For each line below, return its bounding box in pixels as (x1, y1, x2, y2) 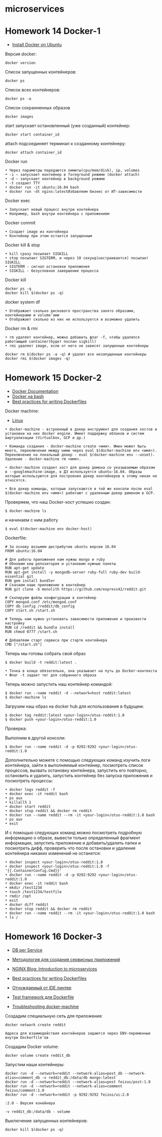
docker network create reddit (5, 1022, 66, 1027)
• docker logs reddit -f (5, 787, 55, 792)
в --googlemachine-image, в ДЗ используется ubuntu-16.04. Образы (5, 470, 142, 475)
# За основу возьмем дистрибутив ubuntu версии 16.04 (5, 544, 116, 549)
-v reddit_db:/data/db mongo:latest (42, 1075, 116, 1080)
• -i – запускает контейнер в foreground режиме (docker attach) (5, 172, 140, 177)
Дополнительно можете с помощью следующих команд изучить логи (5, 757, 151, 763)
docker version (5, 61, 36, 66)
